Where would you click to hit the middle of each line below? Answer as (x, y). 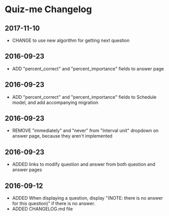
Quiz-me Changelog (48, 9)
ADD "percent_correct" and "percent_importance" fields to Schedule (84, 97)
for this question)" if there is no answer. (53, 204)
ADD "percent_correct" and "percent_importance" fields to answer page (88, 69)
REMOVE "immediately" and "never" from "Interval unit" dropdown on (85, 130)
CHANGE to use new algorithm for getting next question (71, 40)
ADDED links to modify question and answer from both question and (84, 165)
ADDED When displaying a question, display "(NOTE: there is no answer (88, 198)
